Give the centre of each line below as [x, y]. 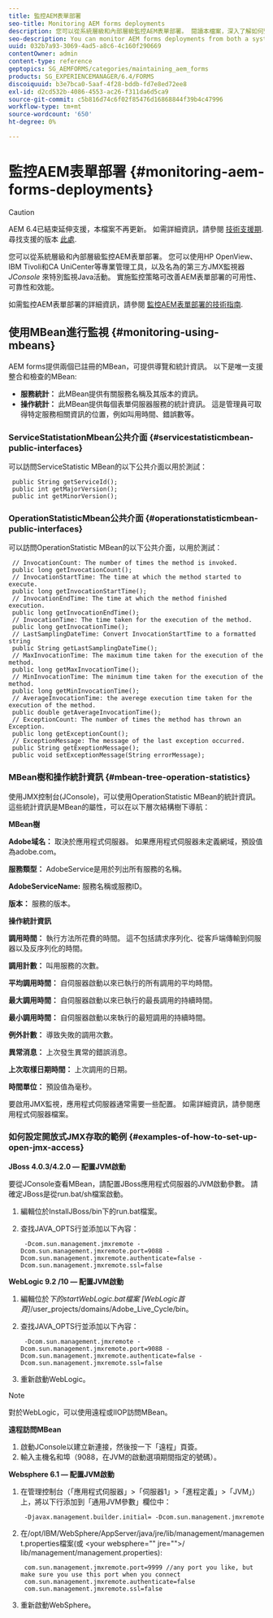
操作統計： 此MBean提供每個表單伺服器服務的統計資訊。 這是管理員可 [137, 404]
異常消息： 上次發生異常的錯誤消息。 [70, 1052]
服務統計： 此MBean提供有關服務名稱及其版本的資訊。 [111, 394]
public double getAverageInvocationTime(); [87, 713]
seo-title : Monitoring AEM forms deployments [87, 24]
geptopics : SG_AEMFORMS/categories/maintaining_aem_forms [108, 69]
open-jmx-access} [46, 1148]
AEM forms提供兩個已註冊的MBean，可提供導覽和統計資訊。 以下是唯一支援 [136, 366]
